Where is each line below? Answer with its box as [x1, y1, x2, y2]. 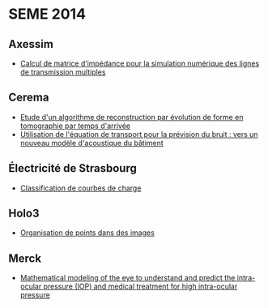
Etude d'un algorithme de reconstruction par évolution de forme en [19, 112, 244, 122]
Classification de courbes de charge [19, 183, 142, 193]
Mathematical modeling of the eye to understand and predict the [19, 273, 236, 283]
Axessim [8, 37, 54, 51]
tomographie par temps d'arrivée [19, 121, 131, 130]
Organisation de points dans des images [19, 228, 155, 237]
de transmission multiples [19, 67, 106, 77]
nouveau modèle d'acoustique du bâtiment [19, 138, 164, 148]
